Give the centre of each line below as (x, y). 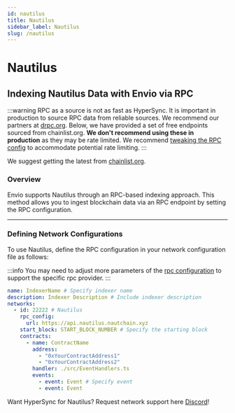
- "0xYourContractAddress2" (79, 362)
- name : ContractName (57, 343)
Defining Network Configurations (65, 234)
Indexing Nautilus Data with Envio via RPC (100, 93)
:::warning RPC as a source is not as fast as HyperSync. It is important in (112, 111)
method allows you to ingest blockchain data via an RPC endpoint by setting (116, 202)
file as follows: (28, 257)
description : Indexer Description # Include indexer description (104, 297)
